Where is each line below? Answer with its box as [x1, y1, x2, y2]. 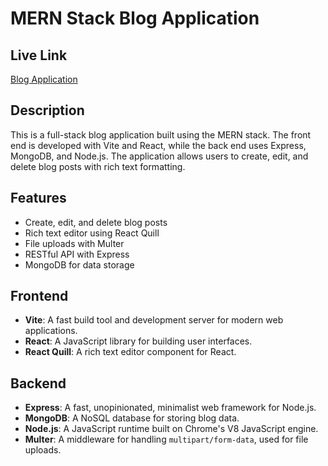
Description [10, 102, 85, 119]
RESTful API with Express [24, 248, 130, 260]
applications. [24, 325, 78, 337]
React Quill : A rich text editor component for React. [24, 346, 237, 358]
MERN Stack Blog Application [10, 7, 260, 30]
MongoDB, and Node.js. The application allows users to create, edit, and [10, 150, 309, 162]
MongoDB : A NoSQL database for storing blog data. [24, 412, 240, 424]
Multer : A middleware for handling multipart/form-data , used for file [24, 433, 309, 446]
